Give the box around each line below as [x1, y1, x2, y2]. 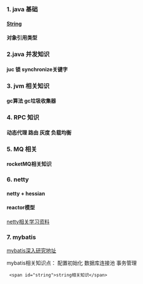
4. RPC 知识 [6, 113, 40, 122]
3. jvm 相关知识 [6, 82, 50, 90]
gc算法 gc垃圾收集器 [6, 98, 56, 105]
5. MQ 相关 [6, 145, 37, 153]
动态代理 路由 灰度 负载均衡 [6, 129, 71, 136]
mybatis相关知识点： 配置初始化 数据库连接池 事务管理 [6, 259, 137, 266]
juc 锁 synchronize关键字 [6, 65, 68, 72]
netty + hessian [6, 190, 45, 197]
